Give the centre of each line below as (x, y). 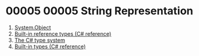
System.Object (33, 27)
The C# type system (40, 40)
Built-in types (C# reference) (50, 46)
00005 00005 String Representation (99, 11)
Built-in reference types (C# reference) (63, 33)
